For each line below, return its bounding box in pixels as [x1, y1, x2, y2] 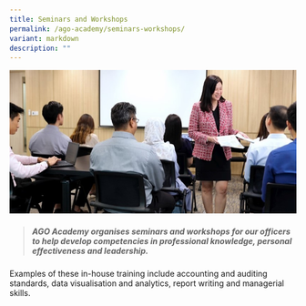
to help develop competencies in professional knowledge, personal [31, 235, 292, 246]
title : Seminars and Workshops [9, 15, 128, 24]
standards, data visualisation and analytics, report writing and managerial [9, 278, 285, 289]
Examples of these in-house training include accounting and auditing [9, 269, 268, 280]
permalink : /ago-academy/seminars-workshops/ [9, 24, 185, 34]
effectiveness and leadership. [31, 245, 148, 256]
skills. [9, 288, 31, 299]
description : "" [9, 44, 71, 53]
